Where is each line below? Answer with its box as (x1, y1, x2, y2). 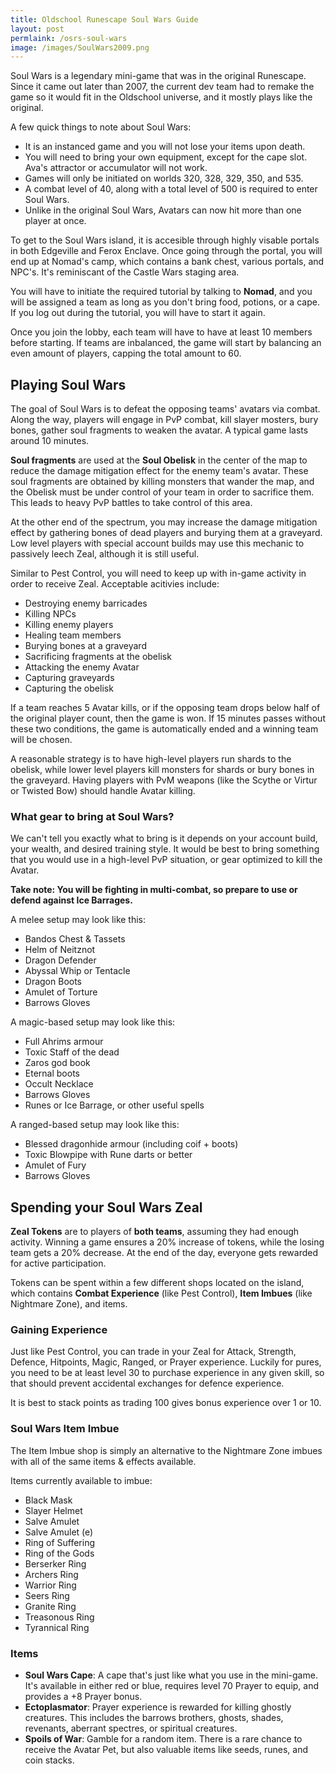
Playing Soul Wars (10, 376, 127, 393)
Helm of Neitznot (24, 944, 96, 956)
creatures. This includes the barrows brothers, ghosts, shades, (24, 1712, 284, 1724)
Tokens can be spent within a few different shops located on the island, (10, 1277, 305, 1289)
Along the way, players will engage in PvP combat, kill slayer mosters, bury (10, 414, 319, 426)
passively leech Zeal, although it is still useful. (10, 548, 200, 560)
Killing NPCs (24, 608, 77, 620)
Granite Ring (24, 1600, 77, 1612)
